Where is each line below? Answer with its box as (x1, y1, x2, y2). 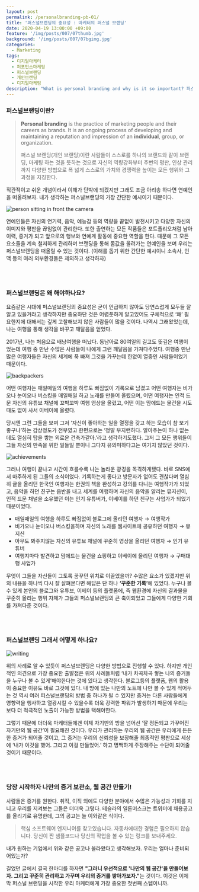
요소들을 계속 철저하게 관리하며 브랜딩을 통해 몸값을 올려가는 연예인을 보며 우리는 (6, 240, 193, 247)
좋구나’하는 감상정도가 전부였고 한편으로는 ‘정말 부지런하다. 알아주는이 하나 (6, 427, 178, 434)
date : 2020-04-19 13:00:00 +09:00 (6, 25, 92, 31)
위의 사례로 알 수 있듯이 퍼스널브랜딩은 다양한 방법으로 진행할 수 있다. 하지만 (6, 662, 182, 669)
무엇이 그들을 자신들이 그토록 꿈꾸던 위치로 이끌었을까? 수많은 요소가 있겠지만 (6, 573, 185, 580)
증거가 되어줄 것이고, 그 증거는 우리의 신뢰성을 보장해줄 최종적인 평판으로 (12, 734, 180, 741)
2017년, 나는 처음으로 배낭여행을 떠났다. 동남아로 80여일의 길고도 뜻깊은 (6, 338, 173, 346)
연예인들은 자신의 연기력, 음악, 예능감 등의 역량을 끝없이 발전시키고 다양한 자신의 (6, 218, 191, 225)
